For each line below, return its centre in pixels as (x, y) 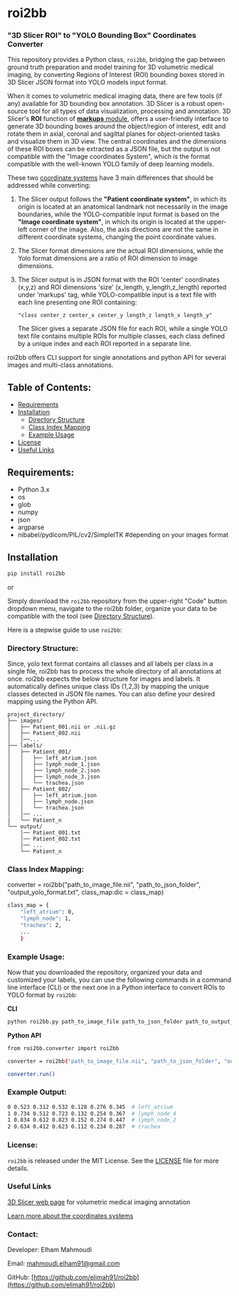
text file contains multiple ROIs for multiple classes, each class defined (121, 336)
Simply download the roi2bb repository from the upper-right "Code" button (117, 601)
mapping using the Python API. (53, 701)
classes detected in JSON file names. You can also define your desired (111, 694)
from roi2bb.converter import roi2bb (63, 1048)
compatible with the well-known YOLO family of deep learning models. (111, 164)
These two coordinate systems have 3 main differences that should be (111, 178)
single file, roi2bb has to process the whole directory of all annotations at (115, 671)
